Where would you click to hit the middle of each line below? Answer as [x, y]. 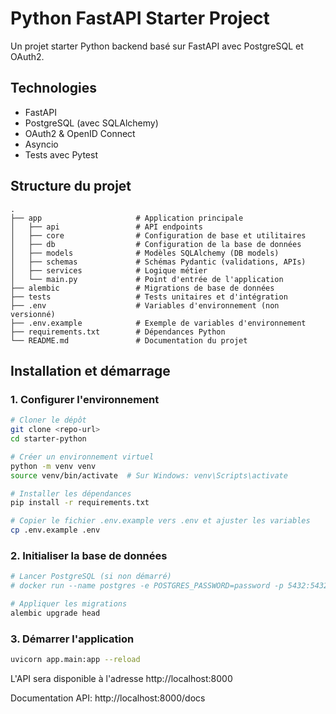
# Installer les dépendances [71, 493]
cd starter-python [48, 439]
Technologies [54, 88]
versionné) [33, 314]
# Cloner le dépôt [48, 420]
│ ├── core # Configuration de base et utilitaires [158, 235]
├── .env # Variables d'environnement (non [145, 305]
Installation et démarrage [90, 370]
